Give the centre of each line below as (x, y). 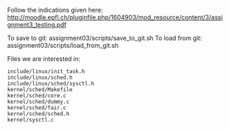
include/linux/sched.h (40, 77)
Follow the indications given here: (55, 10)
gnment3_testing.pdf (37, 25)
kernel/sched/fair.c (37, 108)
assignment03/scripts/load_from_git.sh (63, 45)
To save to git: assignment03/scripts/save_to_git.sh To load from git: (105, 38)
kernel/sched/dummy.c (38, 102)
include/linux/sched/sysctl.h (51, 84)
